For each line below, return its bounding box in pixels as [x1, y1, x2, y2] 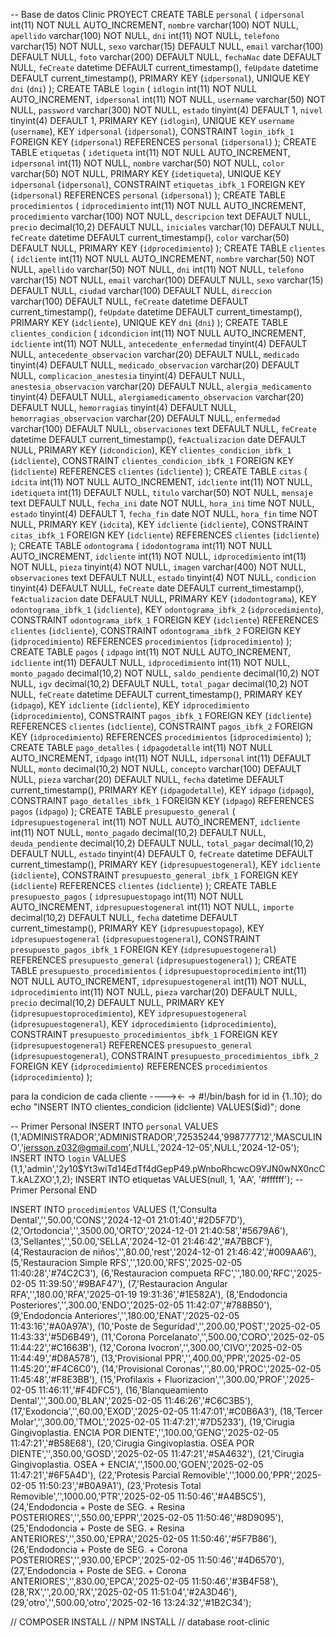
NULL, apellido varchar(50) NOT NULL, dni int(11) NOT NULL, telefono [10, 264, 305, 275]
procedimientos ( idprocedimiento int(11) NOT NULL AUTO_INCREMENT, [10, 200, 307, 211]
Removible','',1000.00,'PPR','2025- [182, 1469, 322, 1481]
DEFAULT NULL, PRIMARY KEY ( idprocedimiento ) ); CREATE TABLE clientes [10, 242, 326, 254]
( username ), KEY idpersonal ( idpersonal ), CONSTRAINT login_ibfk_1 [10, 125, 295, 137]
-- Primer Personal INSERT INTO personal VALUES [10, 1120, 219, 1132]
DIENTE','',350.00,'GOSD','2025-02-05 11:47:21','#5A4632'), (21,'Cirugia [10, 1448, 305, 1459]
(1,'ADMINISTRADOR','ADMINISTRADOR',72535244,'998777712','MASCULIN [10, 1131, 323, 1143]
